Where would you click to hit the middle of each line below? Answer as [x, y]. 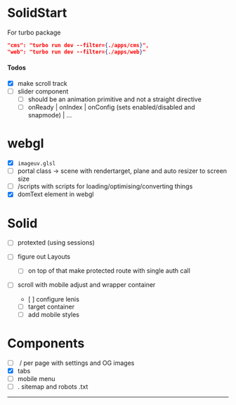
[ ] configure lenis [53, 299]
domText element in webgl [55, 194]
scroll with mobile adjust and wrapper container [86, 285]
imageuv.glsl [37, 164]
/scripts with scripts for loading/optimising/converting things [105, 186]
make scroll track [42, 83]
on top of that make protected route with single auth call [109, 271]
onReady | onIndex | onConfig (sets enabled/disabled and [111, 108]
